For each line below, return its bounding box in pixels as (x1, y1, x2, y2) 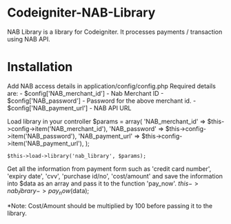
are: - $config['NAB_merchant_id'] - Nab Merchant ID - (7, 89, 164, 97)
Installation (7, 59, 73, 75)
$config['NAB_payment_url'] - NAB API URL (7, 103, 132, 112)
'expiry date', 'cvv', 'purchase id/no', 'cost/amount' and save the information (7, 172, 223, 180)
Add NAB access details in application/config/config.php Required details (7, 81, 216, 90)
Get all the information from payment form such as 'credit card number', (7, 164, 212, 173)
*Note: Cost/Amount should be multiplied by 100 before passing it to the (7, 201, 212, 210)
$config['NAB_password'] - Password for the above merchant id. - (7, 96, 197, 105)
